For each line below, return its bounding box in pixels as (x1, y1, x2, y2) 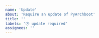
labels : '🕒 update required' (5, 21, 68, 26)
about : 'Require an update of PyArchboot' (5, 12, 95, 17)
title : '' (5, 16, 26, 21)
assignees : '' (5, 26, 35, 31)
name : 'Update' (5, 7, 37, 12)
